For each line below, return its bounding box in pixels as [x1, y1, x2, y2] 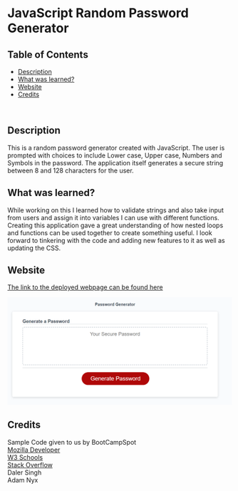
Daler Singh [7, 468, 42, 477]
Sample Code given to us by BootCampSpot [7, 438, 137, 446]
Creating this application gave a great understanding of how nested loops [7, 221, 224, 229]
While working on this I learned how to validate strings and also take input [7, 205, 224, 215]
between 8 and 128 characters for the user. [7, 166, 134, 175]
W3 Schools [7, 453, 43, 461]
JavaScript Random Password [7, 5, 189, 21]
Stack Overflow [7, 460, 53, 469]
